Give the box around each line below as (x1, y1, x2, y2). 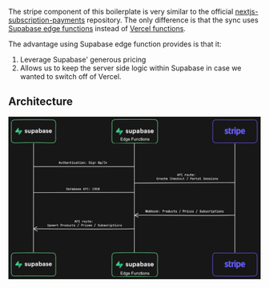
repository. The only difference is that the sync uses (86, 15, 259, 25)
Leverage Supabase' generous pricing (19, 55, 147, 64)
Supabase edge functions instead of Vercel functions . (8, 24, 187, 33)
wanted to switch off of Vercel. (19, 72, 122, 81)
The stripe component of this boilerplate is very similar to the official (8, 7, 234, 16)
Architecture (8, 95, 74, 109)
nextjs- (235, 7, 259, 16)
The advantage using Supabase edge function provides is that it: (8, 39, 222, 49)
